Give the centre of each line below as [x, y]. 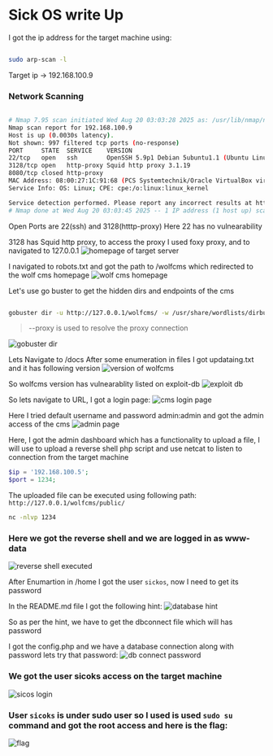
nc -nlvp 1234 [32, 518]
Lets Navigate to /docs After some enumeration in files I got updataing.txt [131, 360]
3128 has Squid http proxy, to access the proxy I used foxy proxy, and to [129, 242]
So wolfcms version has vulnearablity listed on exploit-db [104, 384]
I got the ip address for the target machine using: [90, 37]
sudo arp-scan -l [38, 59]
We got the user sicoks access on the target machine [115, 676]
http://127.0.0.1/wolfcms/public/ [67, 503]
